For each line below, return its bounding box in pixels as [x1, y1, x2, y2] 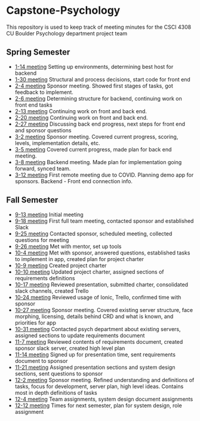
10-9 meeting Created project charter [14, 262, 107, 269]
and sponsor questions [14, 126, 72, 134]
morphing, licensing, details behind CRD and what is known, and [14, 313, 174, 320]
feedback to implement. [14, 88, 73, 96]
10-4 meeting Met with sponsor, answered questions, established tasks [14, 249, 190, 256]
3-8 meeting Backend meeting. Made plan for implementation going [14, 158, 182, 165]
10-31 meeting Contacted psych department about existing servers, [14, 325, 181, 332]
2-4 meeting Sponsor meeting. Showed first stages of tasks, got [14, 82, 173, 89]
